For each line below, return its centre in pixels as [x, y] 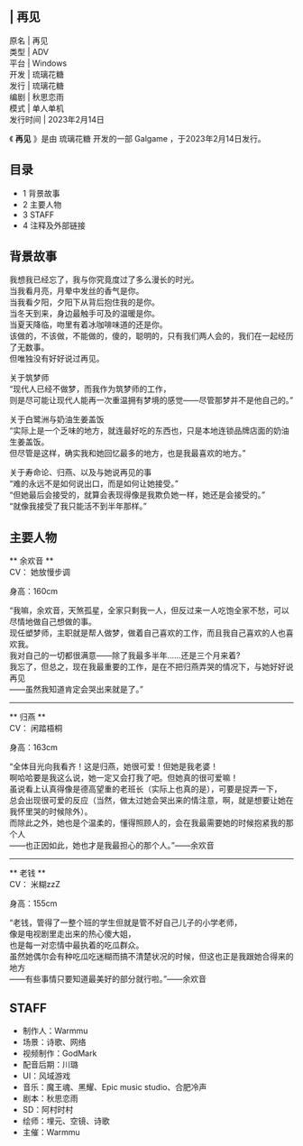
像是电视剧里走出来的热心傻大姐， [73, 934]
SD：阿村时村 [48, 1110]
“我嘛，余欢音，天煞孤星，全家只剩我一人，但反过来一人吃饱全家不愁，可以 [150, 610]
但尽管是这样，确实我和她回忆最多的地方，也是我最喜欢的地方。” [128, 454]
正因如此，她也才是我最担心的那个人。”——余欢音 [124, 846]
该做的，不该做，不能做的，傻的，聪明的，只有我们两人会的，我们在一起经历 [151, 336]
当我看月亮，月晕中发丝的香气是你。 [77, 291]
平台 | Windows [38, 63]
